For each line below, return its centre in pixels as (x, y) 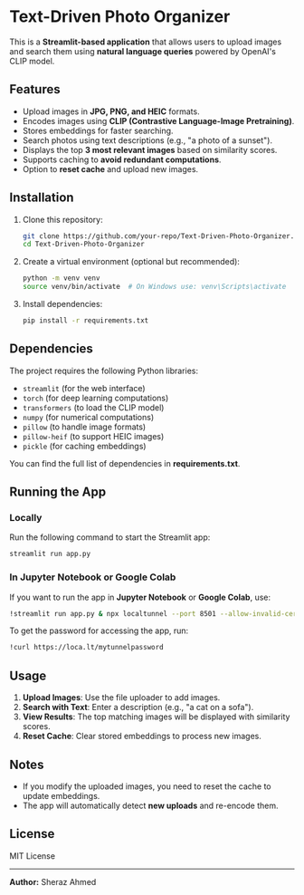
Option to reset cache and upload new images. (110, 168)
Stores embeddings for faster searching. (98, 130)
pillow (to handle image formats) (84, 427)
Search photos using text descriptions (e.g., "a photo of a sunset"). (147, 140)
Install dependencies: (62, 304)
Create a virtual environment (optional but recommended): (131, 262)
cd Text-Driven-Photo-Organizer (83, 245)
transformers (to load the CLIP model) (93, 407)
